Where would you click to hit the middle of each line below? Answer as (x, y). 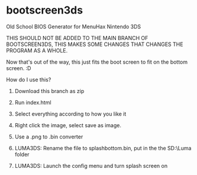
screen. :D (19, 68)
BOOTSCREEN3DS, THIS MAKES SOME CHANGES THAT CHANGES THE (95, 44)
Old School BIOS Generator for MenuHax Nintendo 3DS (74, 27)
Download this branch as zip (49, 91)
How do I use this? (29, 80)
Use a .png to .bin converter (49, 137)
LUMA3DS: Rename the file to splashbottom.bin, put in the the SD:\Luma (103, 148)
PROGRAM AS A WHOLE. (37, 50)
